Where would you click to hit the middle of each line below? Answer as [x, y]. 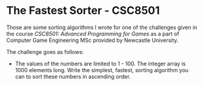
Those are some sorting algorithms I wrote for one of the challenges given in [102, 27]
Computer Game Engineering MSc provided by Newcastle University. [92, 40]
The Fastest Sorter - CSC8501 [83, 11]
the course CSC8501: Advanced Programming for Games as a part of [93, 33]
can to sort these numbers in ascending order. [73, 76]
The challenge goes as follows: [45, 51]
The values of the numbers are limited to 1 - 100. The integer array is [100, 64]
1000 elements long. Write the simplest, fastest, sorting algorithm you [102, 70]
